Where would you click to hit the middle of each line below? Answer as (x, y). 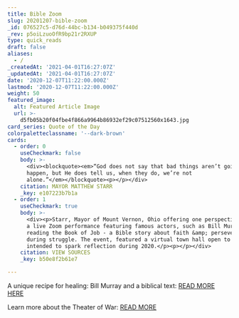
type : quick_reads (34, 41)
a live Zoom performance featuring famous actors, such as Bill (123, 226)
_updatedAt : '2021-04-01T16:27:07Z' (62, 73)
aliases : (20, 54)
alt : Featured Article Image (57, 107)
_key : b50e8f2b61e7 (49, 260)
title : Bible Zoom (34, 14)
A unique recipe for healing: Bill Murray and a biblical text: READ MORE (111, 286)
